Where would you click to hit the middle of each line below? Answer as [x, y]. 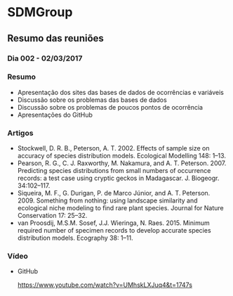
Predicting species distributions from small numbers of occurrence [114, 171]
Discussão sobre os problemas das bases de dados [92, 100]
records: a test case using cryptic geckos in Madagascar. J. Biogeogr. [118, 178]
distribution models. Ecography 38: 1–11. [75, 238]
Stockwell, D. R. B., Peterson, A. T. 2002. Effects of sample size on [113, 148]
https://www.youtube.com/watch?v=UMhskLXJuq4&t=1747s [105, 285]
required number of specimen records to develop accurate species [114, 231]
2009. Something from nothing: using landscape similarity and [107, 200]
